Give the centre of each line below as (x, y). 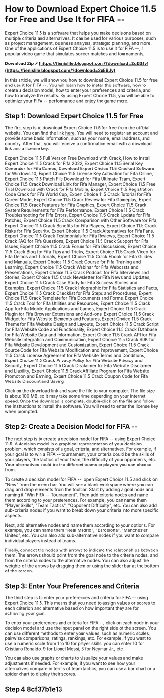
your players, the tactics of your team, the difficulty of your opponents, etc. (81, 459)
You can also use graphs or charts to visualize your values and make (74, 658)
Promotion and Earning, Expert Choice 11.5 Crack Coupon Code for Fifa (77, 376)
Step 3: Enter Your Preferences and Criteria (72, 586)
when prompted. (22, 411)
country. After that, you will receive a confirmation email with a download (79, 143)
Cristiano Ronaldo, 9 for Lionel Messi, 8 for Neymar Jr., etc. (65, 649)
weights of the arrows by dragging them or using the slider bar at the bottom (82, 566)
